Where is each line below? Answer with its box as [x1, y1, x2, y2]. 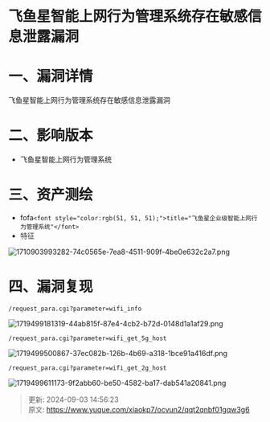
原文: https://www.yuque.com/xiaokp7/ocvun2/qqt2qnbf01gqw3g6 [27, 404, 251, 414]
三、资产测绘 [8, 186, 94, 204]
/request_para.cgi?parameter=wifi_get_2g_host [8, 363, 167, 372]
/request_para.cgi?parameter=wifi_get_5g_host [8, 334, 167, 342]
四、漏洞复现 [8, 278, 94, 296]
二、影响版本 [8, 126, 94, 145]
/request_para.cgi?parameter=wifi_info [8, 305, 142, 313]
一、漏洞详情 [8, 68, 94, 85]
